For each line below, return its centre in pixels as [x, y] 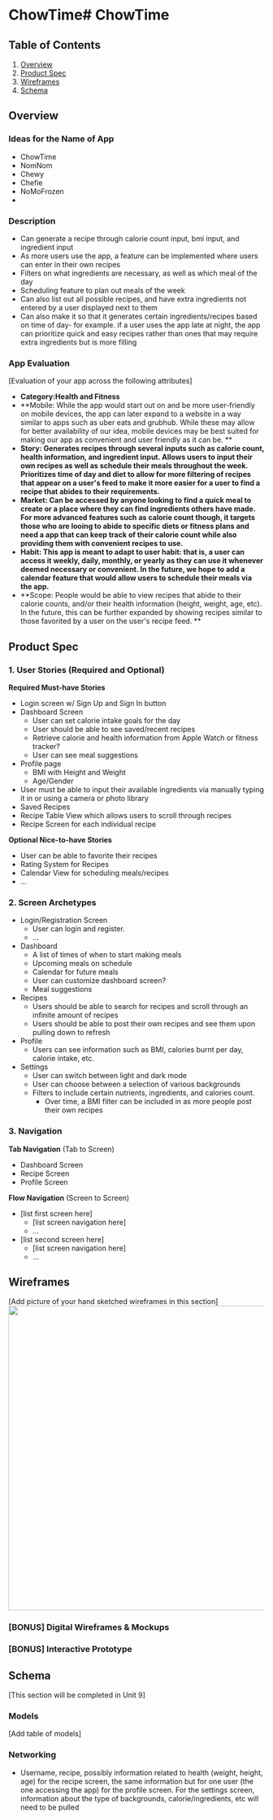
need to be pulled [50, 1807]
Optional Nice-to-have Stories [60, 839]
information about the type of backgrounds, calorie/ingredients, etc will [139, 1798]
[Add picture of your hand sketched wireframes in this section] [113, 1302]
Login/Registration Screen [64, 921]
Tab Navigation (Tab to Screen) [62, 1149]
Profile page [41, 763]
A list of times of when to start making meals [107, 955]
